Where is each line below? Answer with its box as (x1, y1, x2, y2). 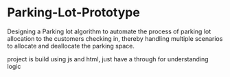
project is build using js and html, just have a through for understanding (7, 55, 209, 63)
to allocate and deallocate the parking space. (7, 42, 135, 50)
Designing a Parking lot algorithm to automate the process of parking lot (7, 27, 211, 35)
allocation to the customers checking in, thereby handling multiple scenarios (7, 34, 223, 42)
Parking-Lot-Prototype (7, 5, 141, 20)
